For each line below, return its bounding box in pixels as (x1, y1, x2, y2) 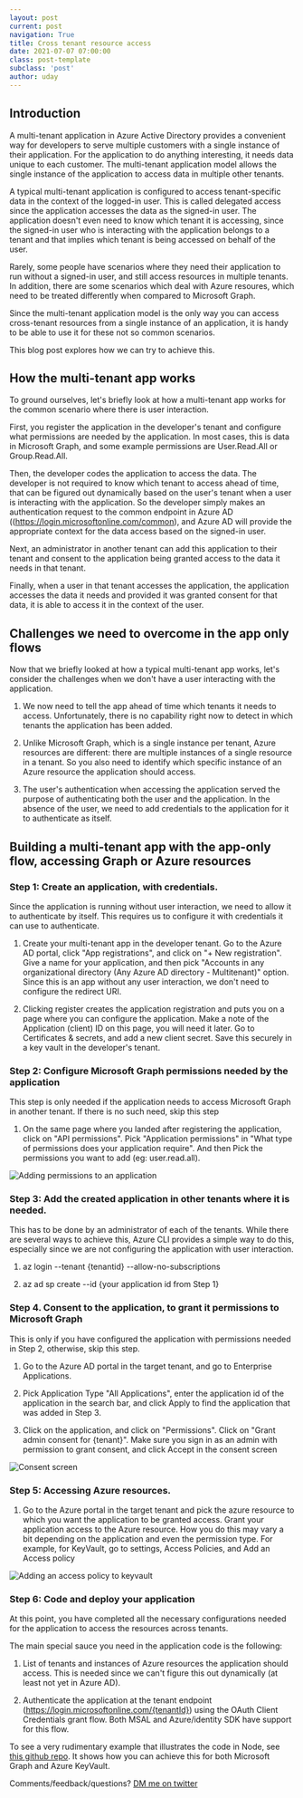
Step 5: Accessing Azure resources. (9, 1484, 172, 1496)
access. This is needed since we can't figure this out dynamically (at (22, 1668, 279, 1678)
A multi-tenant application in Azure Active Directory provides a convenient (9, 130, 287, 140)
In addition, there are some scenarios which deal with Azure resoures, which (9, 280, 295, 291)
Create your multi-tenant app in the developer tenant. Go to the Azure (22, 937, 282, 948)
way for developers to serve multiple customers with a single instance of (9, 139, 280, 150)
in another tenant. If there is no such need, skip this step (9, 1106, 220, 1117)
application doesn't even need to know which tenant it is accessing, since (9, 215, 284, 226)
